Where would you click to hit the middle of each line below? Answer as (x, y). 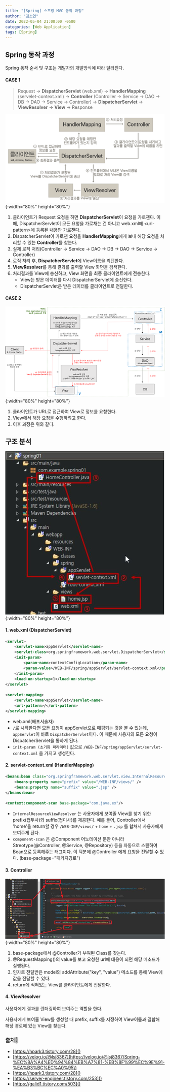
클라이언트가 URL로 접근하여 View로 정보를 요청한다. (65, 411)
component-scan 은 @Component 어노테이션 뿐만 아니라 (69, 839)
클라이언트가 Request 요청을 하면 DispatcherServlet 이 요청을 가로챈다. (84, 217)
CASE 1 (13, 80)
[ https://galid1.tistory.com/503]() (47, 1084)
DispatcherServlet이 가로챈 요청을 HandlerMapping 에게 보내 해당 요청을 (86, 236)
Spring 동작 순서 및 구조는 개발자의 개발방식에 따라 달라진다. (65, 68)
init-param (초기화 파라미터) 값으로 (47, 746)
